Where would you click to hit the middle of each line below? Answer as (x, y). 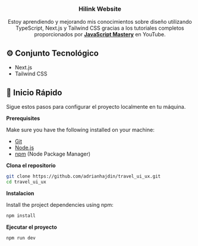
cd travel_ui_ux (26, 182)
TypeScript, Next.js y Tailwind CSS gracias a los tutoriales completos (100, 28)
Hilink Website (100, 9)
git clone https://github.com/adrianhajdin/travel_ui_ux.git (84, 176)
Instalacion (20, 193)
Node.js (24, 147)
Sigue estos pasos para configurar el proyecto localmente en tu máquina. (96, 106)
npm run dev (21, 238)
